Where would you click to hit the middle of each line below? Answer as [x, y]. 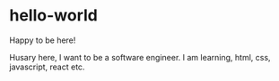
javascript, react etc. [47, 67]
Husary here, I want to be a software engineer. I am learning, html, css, [140, 57]
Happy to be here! [43, 40]
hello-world [54, 16]
